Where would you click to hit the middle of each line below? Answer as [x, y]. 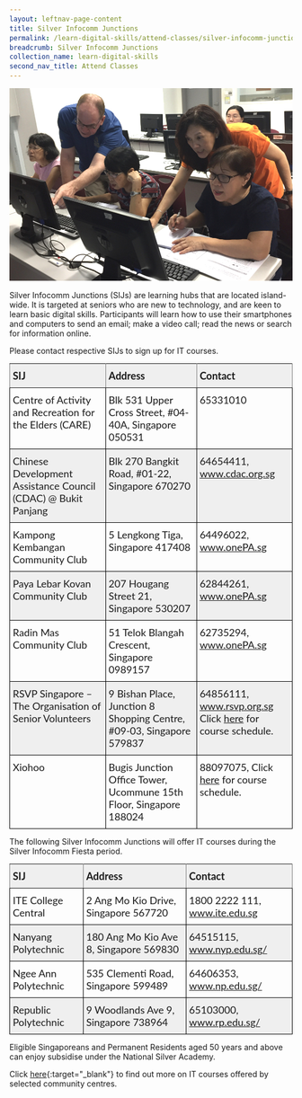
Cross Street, [137, 412]
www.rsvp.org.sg [236, 706]
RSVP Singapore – [53, 694]
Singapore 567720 [127, 913]
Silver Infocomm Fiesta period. [66, 851]
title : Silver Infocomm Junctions [74, 28]
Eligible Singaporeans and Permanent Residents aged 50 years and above [146, 1048]
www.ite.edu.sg [223, 913]
